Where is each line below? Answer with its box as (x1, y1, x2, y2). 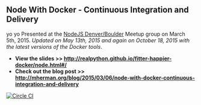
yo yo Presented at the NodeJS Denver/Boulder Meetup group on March (6, 30, 185, 37)
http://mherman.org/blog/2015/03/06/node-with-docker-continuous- (14, 74, 196, 81)
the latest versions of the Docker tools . (6, 43, 102, 50)
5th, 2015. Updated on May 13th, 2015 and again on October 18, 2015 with (6, 36, 190, 44)
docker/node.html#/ (14, 61, 67, 68)
